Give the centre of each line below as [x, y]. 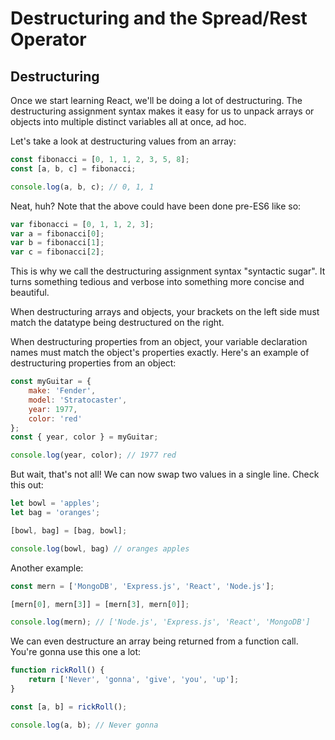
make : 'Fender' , [62, 391]
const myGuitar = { [51, 382]
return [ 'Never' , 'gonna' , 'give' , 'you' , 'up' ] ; [134, 680]
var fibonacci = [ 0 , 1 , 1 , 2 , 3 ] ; [82, 224]
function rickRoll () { [57, 670]
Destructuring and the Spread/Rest [159, 18]
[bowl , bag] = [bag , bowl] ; [69, 530]
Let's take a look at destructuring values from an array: [123, 141]
